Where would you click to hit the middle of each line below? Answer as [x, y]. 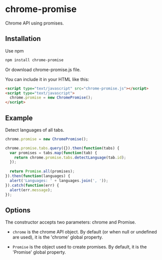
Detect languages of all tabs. [35, 130]
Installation [23, 39]
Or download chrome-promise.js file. [43, 69]
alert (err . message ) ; [31, 190]
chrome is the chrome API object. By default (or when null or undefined [85, 232]
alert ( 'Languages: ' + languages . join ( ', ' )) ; [59, 180]
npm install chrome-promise [34, 60]
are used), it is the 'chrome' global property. [58, 237]
